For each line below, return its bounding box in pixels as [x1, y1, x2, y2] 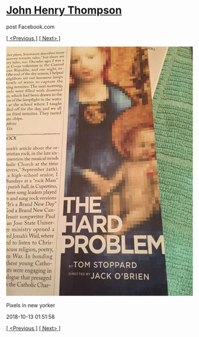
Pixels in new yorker [6, 301, 55, 309]
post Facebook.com [6, 23, 55, 30]
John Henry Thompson [6, 4, 123, 17]
